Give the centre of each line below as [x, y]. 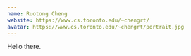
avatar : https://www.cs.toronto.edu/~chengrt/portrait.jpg [96, 27]
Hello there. [24, 47]
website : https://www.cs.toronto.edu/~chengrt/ [79, 20]
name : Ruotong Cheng [38, 14]
